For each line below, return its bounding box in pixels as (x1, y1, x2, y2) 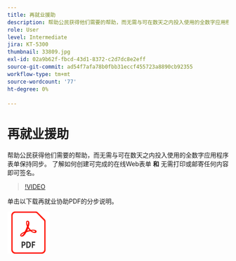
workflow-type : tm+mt (7, 70, 71, 77)
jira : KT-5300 (7, 41, 49, 49)
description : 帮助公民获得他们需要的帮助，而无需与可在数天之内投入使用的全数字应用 (7, 18, 226, 26)
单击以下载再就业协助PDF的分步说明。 (7, 197, 118, 205)
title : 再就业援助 (7, 11, 56, 18)
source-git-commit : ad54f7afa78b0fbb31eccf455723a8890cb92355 (7, 63, 193, 70)
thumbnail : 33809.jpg (7, 49, 71, 56)
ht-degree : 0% (7, 85, 49, 93)
